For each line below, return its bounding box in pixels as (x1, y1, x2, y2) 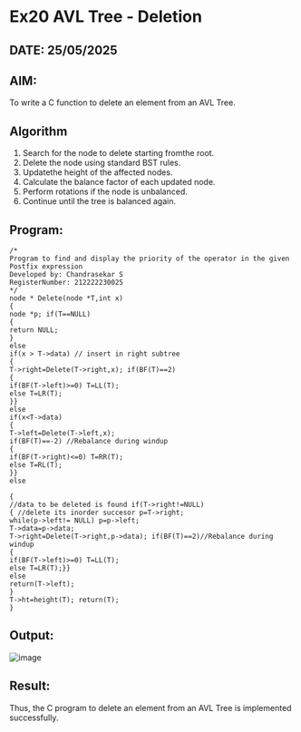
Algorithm (9, 123, 68, 139)
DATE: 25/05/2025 (9, 43, 118, 58)
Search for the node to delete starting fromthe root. (22, 148, 215, 159)
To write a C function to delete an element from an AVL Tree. (9, 97, 236, 108)
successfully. (9, 712, 59, 723)
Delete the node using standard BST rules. (22, 157, 181, 169)
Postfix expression (9, 262, 83, 271)
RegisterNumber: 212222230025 (9, 278, 124, 288)
